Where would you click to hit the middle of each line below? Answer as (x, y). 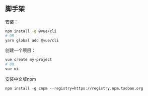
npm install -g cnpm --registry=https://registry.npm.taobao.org (74, 89)
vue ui (12, 69)
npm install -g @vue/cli (31, 31)
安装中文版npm (21, 79)
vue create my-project (29, 60)
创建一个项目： (20, 50)
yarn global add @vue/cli (32, 40)
